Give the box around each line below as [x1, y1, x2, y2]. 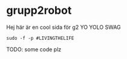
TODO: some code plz [6, 46, 62, 53]
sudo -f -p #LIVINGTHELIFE [6, 35, 74, 41]
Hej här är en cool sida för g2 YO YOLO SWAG [6, 23, 121, 31]
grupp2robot [6, 4, 72, 17]
